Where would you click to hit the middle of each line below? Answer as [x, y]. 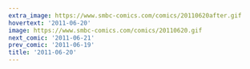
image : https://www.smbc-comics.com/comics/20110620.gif [105, 30]
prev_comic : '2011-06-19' [51, 45]
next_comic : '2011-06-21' [51, 38]
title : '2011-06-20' [43, 52]
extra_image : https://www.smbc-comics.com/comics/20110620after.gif [125, 15]
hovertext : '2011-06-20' [50, 23]
